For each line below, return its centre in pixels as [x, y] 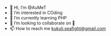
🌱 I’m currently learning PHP [38, 18]
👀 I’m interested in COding [36, 13]
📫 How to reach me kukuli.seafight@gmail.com [58, 28]
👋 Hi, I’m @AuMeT [28, 8]
